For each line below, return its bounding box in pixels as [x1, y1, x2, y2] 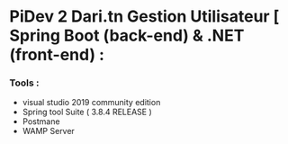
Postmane [22, 116, 60, 127]
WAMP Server [22, 126, 75, 137]
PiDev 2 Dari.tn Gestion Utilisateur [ [9, 6, 280, 27]
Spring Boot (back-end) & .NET [9, 25, 245, 46]
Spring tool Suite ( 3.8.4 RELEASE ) [22, 106, 153, 118]
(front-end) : [9, 45, 105, 65]
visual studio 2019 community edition [22, 97, 161, 108]
